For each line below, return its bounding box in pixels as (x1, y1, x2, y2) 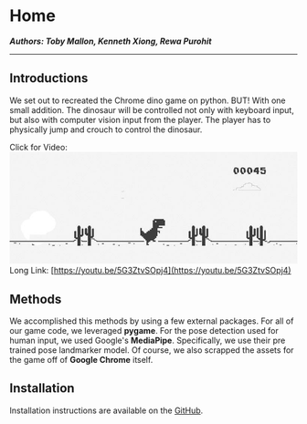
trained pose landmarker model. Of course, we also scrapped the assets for (9, 344, 294, 356)
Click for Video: (9, 141, 69, 152)
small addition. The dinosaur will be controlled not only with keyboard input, (9, 104, 294, 115)
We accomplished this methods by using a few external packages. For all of (9, 315, 294, 326)
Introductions (9, 70, 89, 87)
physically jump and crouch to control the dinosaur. (9, 124, 203, 135)
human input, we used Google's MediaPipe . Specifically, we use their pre (9, 335, 286, 346)
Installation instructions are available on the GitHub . (9, 405, 204, 416)
